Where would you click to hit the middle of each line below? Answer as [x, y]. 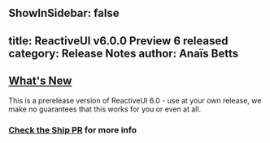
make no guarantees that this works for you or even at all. [105, 109]
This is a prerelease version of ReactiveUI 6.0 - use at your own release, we [135, 100]
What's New [40, 81]
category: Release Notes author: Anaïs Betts [123, 53]
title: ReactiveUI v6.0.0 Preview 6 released [118, 41]
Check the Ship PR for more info [72, 130]
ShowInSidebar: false [64, 13]
